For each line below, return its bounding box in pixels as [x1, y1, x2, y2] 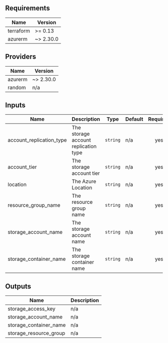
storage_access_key [7, 305, 56, 312]
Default [125, 116, 143, 123]
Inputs [5, 101, 26, 110]
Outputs [5, 282, 31, 290]
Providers [5, 53, 36, 61]
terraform [7, 27, 30, 34]
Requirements [5, 4, 50, 13]
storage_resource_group [7, 330, 65, 337]
